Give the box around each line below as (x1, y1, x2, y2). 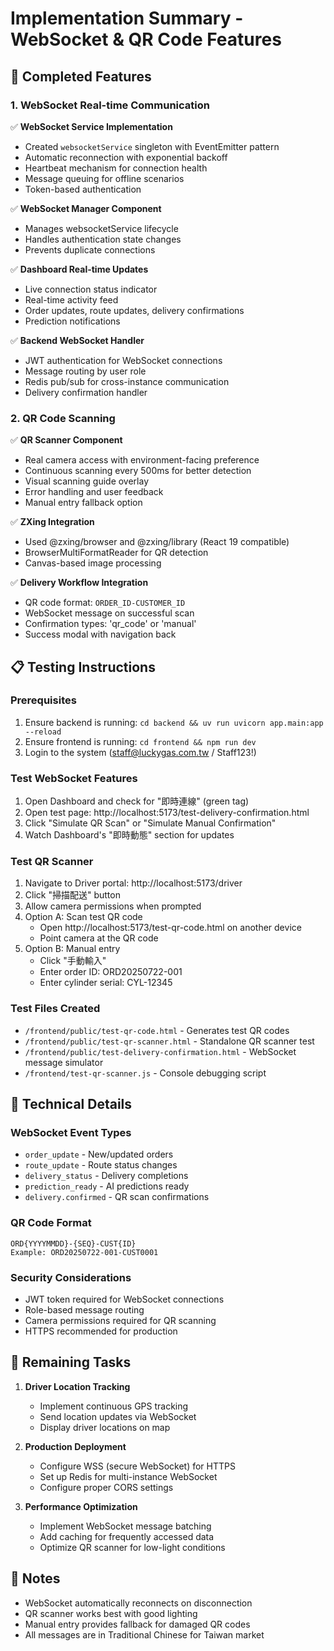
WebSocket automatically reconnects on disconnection (24, 1597, 253, 1609)
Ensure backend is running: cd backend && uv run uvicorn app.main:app (24, 716, 324, 728)
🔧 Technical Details (10, 1096, 133, 1113)
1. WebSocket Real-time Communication (10, 98, 210, 112)
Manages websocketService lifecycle (24, 222, 179, 234)
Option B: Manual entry (24, 943, 121, 955)
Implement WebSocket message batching (39, 1520, 212, 1532)
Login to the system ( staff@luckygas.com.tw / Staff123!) (24, 746, 257, 758)
